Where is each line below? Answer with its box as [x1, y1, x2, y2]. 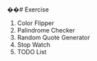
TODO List [17, 48, 47, 56]
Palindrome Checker [17, 26, 76, 34]
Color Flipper [17, 19, 55, 27]
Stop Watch [17, 41, 50, 49]
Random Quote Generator [17, 33, 91, 41]
